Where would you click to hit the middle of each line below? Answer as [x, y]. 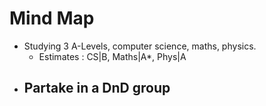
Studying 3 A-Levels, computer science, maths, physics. [140, 46]
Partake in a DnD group [97, 88]
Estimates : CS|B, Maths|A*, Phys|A [112, 56]
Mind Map [52, 18]
